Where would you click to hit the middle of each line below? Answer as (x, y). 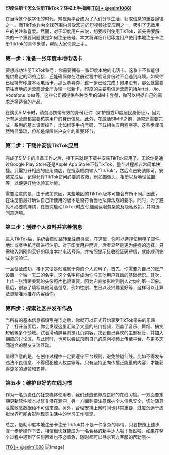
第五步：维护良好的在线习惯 (39, 383)
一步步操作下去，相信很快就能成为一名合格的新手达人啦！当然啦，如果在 (84, 431)
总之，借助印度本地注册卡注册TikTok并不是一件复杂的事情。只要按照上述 (80, 425)
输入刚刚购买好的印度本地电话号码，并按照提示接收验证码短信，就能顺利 (84, 251)
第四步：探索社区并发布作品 (39, 308)
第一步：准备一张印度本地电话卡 (44, 58)
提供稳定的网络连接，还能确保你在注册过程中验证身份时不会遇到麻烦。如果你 (84, 77)
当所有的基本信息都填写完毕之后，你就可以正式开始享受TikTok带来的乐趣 (80, 320)
